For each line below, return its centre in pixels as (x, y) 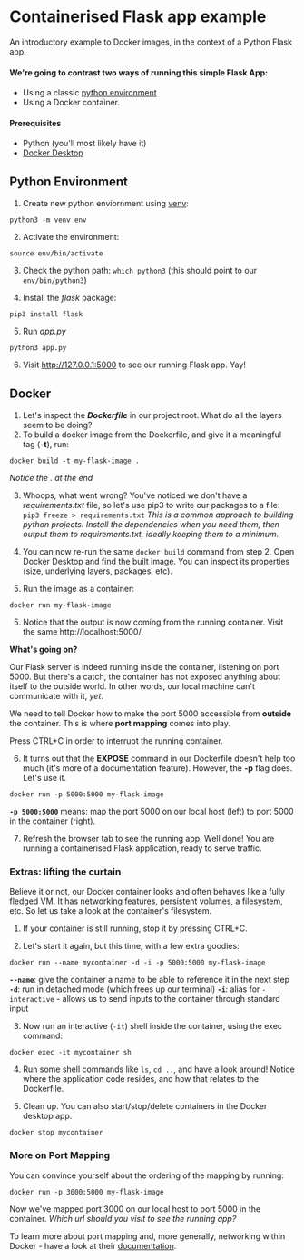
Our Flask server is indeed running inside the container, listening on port (144, 666)
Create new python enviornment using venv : (105, 204)
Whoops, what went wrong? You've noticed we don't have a (135, 495)
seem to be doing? (57, 425)
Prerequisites (35, 123)
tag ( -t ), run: (46, 444)
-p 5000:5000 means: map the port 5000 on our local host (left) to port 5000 (152, 811)
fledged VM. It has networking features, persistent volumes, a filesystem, (146, 901)
